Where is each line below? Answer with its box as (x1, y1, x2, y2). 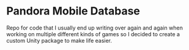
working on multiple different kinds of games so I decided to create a (6, 30, 180, 37)
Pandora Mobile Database (6, 4, 141, 18)
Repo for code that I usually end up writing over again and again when (6, 24, 183, 31)
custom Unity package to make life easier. (6, 37, 112, 44)
